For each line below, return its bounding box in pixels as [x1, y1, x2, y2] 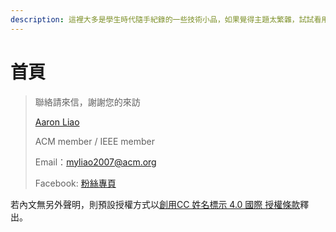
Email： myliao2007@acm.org [34, 156, 157, 168]
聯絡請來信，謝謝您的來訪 [34, 96, 141, 108]
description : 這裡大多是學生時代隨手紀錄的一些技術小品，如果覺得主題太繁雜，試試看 [10, 14, 322, 25]
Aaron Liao [34, 116, 80, 128]
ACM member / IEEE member [34, 135, 156, 147]
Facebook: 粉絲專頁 [34, 177, 117, 189]
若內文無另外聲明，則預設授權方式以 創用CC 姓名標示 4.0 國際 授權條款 [10, 198, 301, 210]
